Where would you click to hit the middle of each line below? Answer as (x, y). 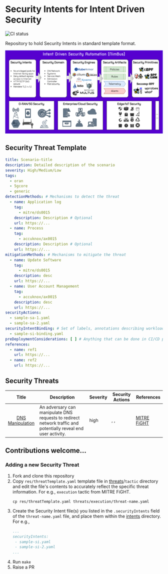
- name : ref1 (23, 349)
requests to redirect (59, 417)
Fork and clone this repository (43, 475)
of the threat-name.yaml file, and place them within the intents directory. (87, 516)
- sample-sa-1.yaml (30, 318)
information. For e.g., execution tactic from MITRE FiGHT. (71, 491)
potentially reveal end (61, 428)
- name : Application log (35, 202)
